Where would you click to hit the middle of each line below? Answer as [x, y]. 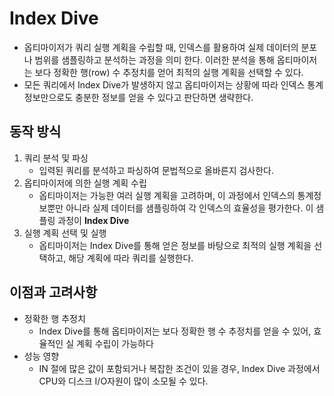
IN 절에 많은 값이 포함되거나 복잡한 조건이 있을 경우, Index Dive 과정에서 [179, 368]
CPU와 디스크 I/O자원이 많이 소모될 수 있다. [123, 381]
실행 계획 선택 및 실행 [65, 233]
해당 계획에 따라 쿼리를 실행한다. [131, 258]
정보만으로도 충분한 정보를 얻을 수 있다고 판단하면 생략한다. [138, 97]
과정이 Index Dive [93, 220]
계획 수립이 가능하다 [114, 343]
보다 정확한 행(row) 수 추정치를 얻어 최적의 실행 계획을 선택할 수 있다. [169, 72]
